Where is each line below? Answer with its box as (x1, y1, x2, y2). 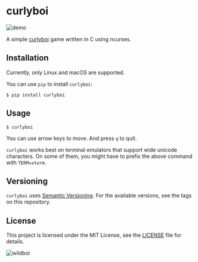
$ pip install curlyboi (6, 92, 66, 98)
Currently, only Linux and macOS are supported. (6, 69, 125, 76)
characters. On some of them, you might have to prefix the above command (6, 153, 193, 160)
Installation (6, 53, 49, 63)
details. (6, 238, 24, 245)
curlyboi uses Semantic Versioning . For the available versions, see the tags (6, 192, 192, 199)
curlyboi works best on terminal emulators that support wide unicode (6, 146, 178, 153)
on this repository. (6, 199, 51, 206)
